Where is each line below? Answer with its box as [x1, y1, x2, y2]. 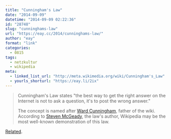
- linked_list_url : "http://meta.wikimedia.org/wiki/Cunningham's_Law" [10, 74, 165, 79]
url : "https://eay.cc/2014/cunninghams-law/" [5, 31, 103, 36]
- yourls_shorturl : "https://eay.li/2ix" [10, 78, 99, 84]
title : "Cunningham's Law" [5, 7, 63, 13]
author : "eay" [5, 36, 36, 41]
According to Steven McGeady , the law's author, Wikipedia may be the [17, 113, 166, 119]
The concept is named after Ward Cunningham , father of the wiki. [17, 107, 155, 114]
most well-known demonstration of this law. [17, 118, 109, 125]
